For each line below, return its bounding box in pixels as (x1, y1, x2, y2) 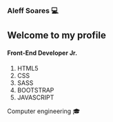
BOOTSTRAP (17, 86, 54, 94)
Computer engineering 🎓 (7, 107, 81, 115)
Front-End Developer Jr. (7, 49, 78, 57)
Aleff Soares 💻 (7, 5, 59, 15)
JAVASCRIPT (17, 93, 54, 101)
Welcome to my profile (7, 29, 107, 41)
